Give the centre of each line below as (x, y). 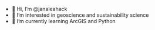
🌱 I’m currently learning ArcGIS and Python (63, 21)
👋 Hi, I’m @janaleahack (39, 9)
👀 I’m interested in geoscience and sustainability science (80, 15)
